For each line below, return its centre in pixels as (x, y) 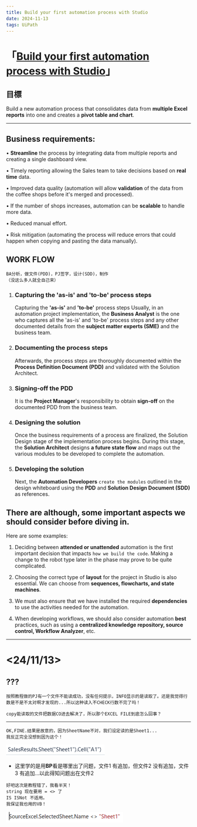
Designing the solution (47, 422)
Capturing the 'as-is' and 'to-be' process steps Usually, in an (89, 308)
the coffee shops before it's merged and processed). (70, 195)
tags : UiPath (22, 25)
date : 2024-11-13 (27, 18)
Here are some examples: (37, 536)
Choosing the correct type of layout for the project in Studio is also (96, 577)
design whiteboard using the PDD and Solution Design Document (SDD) (102, 488)
